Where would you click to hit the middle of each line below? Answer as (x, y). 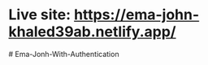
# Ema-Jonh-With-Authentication (64, 54)
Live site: (40, 15)
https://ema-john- (136, 15)
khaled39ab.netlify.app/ (92, 32)
